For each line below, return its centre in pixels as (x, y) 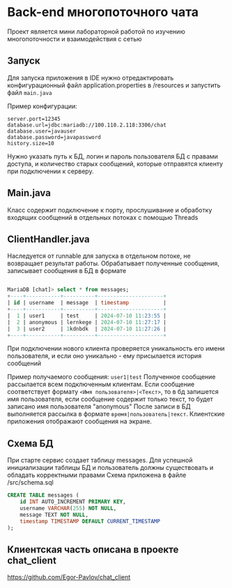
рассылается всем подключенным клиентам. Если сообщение (101, 384)
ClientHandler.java (48, 239)
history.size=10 (31, 143)
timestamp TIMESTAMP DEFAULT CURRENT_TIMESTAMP (90, 521)
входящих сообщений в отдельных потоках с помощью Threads (103, 217)
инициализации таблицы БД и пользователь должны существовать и (110, 468)
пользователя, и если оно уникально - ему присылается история (105, 356)
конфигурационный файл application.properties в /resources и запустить (114, 85)
